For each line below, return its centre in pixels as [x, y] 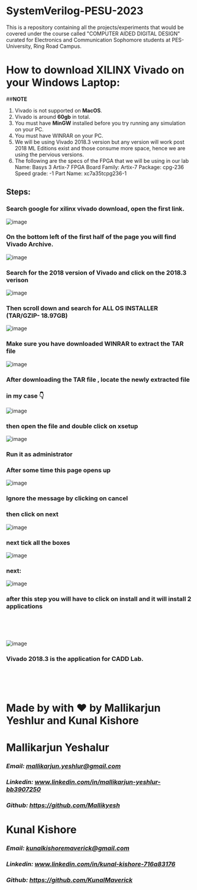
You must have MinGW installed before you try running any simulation [100, 123]
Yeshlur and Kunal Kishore [72, 721]
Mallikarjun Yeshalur [58, 748]
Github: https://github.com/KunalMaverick [70, 880]
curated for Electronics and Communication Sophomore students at [88, 40]
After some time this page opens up [59, 470]
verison [17, 280]
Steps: [18, 192]
